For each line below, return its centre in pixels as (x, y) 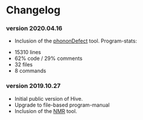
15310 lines (28, 52)
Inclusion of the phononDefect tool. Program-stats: (76, 41)
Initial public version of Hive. (49, 98)
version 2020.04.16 (34, 29)
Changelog (33, 10)
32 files (24, 65)
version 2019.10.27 (34, 86)
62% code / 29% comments (48, 58)
